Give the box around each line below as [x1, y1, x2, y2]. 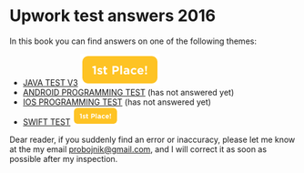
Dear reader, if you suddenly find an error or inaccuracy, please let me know [9, 134, 296, 145]
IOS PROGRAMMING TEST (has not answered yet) [22, 97, 212, 107]
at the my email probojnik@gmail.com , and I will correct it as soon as [9, 143, 267, 155]
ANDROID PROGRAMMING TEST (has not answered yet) [22, 86, 235, 97]
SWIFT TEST [22, 116, 71, 127]
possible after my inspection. [9, 153, 118, 164]
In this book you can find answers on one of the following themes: [9, 36, 258, 46]
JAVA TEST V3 [22, 76, 79, 87]
